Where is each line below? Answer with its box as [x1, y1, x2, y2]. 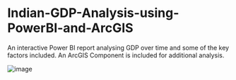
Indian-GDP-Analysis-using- [7, 5, 179, 21]
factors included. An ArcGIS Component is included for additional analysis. [7, 51, 225, 59]
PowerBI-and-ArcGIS [7, 20, 134, 36]
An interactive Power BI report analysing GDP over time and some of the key [7, 43, 230, 52]
